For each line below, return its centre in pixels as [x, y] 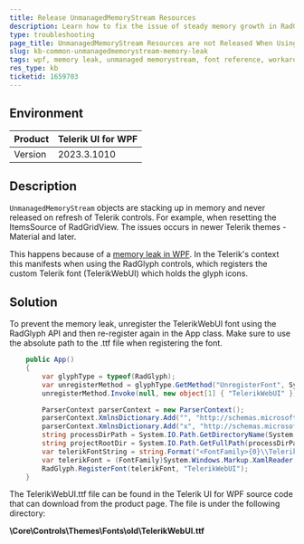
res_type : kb [34, 69]
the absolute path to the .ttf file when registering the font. [116, 343]
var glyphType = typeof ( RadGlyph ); [109, 377]
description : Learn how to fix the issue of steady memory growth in [143, 26]
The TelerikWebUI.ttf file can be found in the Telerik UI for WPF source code [152, 494]
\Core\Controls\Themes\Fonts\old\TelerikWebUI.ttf [107, 531]
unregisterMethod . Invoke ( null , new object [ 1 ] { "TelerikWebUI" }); [171, 393]
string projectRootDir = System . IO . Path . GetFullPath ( [145, 444]
